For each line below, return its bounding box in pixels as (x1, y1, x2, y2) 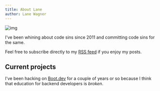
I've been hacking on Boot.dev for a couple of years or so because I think (5, 76, 152, 81)
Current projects (5, 62, 56, 71)
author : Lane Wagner (5, 12, 47, 16)
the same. (5, 39, 25, 45)
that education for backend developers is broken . (5, 81, 103, 87)
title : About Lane (5, 7, 42, 12)
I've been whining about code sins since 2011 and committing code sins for (5, 34, 155, 40)
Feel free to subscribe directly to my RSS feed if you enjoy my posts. (5, 49, 142, 55)
